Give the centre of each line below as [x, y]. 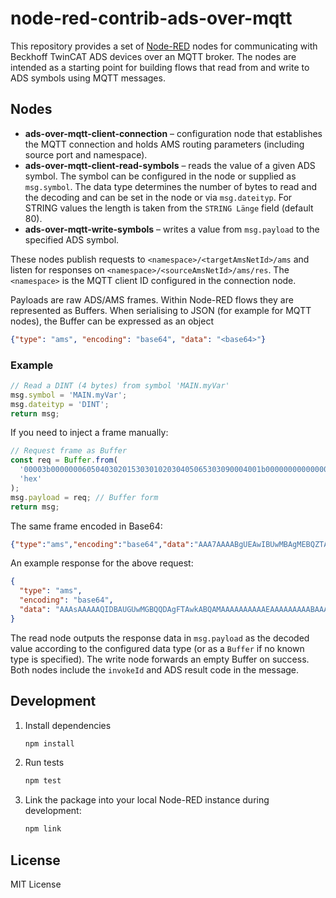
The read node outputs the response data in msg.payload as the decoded [160, 638]
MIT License [36, 884]
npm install [49, 743]
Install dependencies [68, 725]
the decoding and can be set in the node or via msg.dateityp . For [158, 197]
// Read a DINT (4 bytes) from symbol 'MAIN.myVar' [120, 385]
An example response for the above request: [102, 563]
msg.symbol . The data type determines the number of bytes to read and [171, 186]
